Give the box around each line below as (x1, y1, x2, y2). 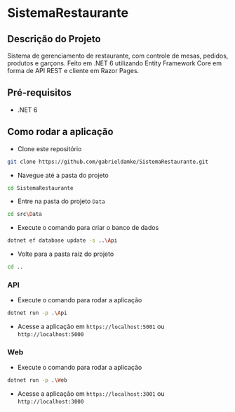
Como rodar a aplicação (7, 126, 114, 138)
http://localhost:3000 (17, 399, 84, 406)
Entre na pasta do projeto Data (17, 197, 105, 205)
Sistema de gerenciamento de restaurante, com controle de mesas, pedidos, (7, 51, 229, 60)
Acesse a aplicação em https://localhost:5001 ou (17, 322, 165, 331)
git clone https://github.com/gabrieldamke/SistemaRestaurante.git (7, 158, 209, 165)
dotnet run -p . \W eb (7, 377, 68, 384)
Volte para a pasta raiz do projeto (17, 250, 114, 258)
